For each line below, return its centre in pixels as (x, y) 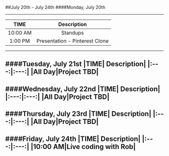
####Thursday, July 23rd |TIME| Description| (78, 114)
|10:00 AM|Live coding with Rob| (83, 147)
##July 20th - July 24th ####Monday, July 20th (55, 7)
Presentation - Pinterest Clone (73, 41)
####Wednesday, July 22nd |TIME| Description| (83, 89)
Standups (72, 33)
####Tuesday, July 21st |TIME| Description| (76, 64)
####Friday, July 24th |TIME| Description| (73, 139)
